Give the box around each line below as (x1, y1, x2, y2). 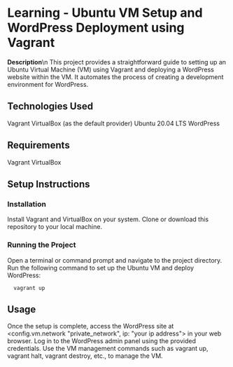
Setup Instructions (7, 178, 90, 190)
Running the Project (7, 240, 76, 250)
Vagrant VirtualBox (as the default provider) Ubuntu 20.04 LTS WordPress (7, 119, 220, 127)
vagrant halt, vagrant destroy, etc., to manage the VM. (7, 352, 163, 360)
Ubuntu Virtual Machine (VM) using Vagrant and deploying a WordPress (7, 65, 215, 74)
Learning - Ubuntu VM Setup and (7, 5, 203, 21)
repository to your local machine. (7, 223, 103, 231)
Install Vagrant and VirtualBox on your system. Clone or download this (7, 215, 209, 223)
